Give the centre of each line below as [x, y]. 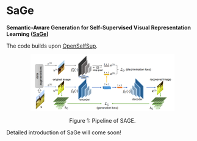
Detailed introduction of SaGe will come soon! [64, 132]
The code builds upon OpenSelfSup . [52, 46]
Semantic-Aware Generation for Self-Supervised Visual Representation [99, 27]
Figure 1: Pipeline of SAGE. [102, 120]
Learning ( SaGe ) [27, 34]
